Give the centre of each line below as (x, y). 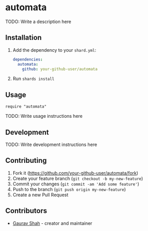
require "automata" (26, 107)
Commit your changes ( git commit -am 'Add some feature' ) (76, 184)
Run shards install (33, 79)
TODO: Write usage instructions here (44, 116)
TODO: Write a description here (38, 22)
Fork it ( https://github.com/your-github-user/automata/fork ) (76, 173)
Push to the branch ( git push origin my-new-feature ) (69, 189)
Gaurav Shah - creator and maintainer (53, 223)
